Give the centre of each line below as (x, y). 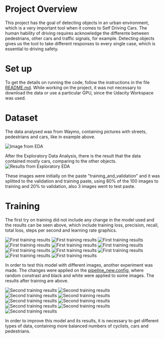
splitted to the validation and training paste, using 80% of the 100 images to (82, 181)
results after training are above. (37, 280)
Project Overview (41, 9)
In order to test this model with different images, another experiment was (79, 265)
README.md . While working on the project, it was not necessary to (73, 88)
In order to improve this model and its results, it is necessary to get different (82, 320)
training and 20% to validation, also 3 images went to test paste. (70, 186)
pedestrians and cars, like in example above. (50, 137)
